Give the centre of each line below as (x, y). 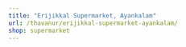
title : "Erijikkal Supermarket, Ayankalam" (83, 16)
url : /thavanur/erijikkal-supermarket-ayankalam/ (93, 23)
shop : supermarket (39, 30)
